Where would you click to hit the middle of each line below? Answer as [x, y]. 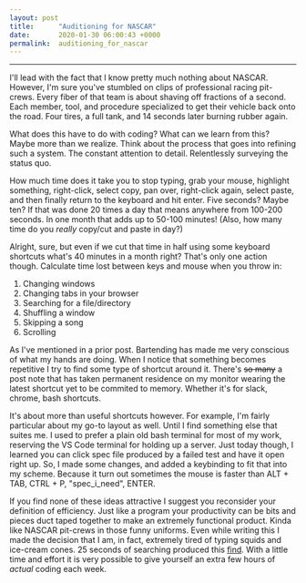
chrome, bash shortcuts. [56, 398]
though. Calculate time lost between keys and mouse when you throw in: [146, 266]
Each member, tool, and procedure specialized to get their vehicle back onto [153, 107]
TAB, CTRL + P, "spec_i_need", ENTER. [83, 484]
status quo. [31, 163]
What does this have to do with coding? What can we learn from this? [140, 134]
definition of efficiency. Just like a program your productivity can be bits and [153, 511]
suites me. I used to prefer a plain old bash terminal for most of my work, [146, 435]
